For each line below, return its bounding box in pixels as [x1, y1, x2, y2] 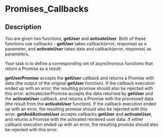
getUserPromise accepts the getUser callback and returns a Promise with [5, 75, 154, 81]
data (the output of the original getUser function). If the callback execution [5, 80, 155, 86]
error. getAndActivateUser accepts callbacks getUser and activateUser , [5, 111, 152, 117]
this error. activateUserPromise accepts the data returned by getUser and [5, 91, 153, 96]
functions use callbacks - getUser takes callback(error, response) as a [5, 41, 147, 47]
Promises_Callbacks [5, 3, 89, 15]
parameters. [5, 51, 30, 57]
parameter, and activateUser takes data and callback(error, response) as [5, 46, 152, 51]
